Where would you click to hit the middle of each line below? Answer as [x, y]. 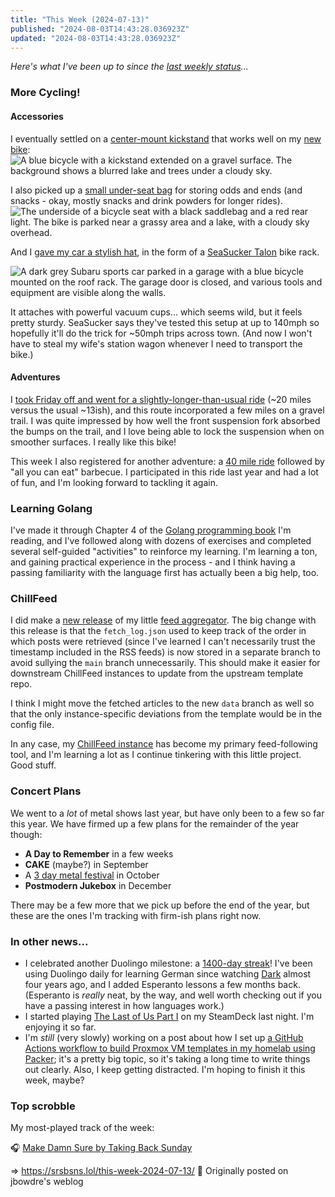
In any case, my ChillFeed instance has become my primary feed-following [164, 744]
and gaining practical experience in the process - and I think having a [153, 562]
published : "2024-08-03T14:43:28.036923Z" [100, 29]
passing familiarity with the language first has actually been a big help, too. [165, 572]
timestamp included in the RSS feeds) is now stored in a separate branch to [165, 652]
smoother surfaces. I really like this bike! [93, 442]
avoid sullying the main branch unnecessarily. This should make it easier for [165, 663]
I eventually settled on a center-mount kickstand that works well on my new [166, 138]
